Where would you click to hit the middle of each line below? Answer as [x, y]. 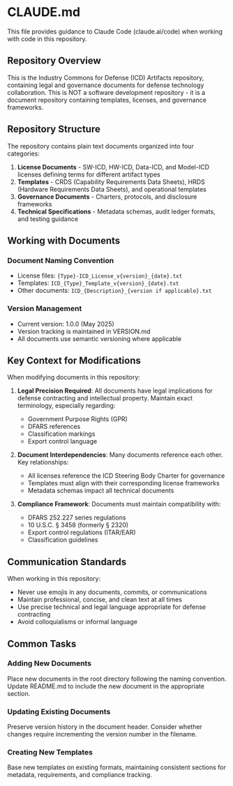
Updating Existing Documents [59, 711]
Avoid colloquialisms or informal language [77, 622]
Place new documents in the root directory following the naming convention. [117, 679]
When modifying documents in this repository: [74, 377]
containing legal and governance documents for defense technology [106, 85]
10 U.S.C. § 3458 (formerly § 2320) [78, 525]
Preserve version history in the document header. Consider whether [105, 727]
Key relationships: [43, 462]
